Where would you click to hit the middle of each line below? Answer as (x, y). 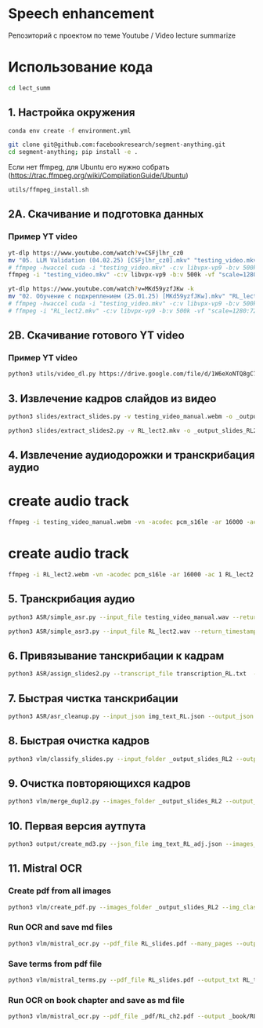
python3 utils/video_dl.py (52, 374)
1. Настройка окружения (72, 113)
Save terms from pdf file (55, 964)
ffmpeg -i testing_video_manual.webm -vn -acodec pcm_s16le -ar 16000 (126, 522)
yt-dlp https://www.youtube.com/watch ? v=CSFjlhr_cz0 (96, 253)
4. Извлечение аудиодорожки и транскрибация (131, 455)
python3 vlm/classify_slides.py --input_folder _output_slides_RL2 (121, 759)
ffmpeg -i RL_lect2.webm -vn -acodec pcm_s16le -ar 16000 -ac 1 (115, 575)
